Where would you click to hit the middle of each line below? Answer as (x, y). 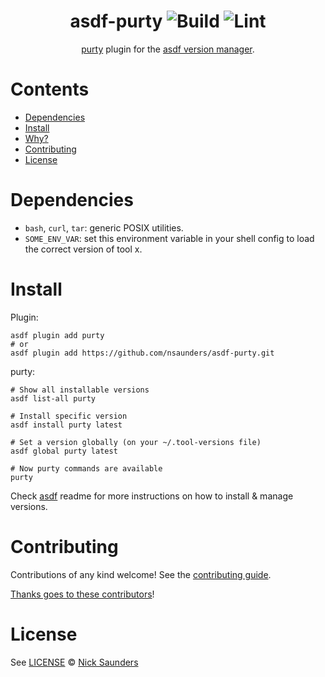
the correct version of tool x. (83, 249)
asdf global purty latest (64, 451)
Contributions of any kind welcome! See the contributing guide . (141, 574)
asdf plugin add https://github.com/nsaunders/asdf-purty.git (142, 353)
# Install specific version (69, 416)
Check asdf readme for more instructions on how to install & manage (152, 496)
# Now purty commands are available (86, 468)
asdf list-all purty (53, 398)
